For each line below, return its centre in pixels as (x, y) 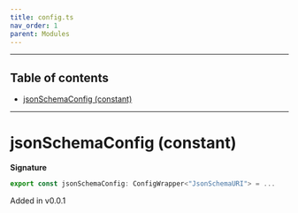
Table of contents (59, 77)
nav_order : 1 (34, 26)
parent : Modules (40, 34)
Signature (29, 168)
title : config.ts (42, 17)
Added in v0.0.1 (38, 201)
